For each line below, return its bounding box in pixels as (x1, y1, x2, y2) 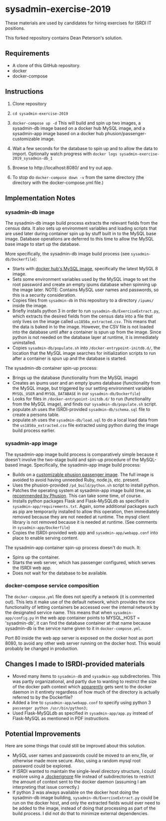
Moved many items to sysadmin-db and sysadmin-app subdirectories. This (12, 673, 161, 679)
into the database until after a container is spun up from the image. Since (12, 329, 162, 335)
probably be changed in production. (5, 645, 78, 652)
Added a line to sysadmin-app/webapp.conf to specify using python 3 (12, 699, 151, 705)
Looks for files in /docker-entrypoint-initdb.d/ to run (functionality (12, 396, 151, 402)
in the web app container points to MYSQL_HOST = (35, 615, 140, 621)
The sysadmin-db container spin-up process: (5, 365, 98, 371)
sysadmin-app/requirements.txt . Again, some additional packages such (12, 503, 159, 509)
